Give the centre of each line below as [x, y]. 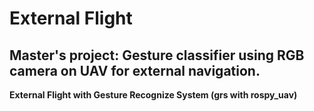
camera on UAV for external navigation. [135, 70]
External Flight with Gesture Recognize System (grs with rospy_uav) [153, 95]
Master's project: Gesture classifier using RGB [157, 55]
